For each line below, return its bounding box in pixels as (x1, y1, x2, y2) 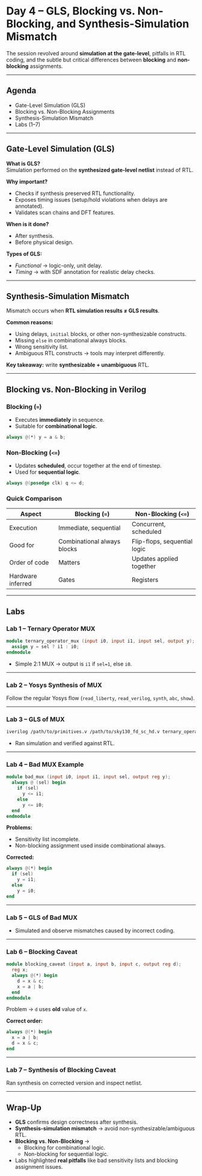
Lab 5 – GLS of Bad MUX (6, 913, 78, 921)
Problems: (6, 824, 33, 831)
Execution (9, 524, 38, 532)
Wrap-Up (6, 1103, 42, 1113)
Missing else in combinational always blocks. (14, 337, 127, 344)
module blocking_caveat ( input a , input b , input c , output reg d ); (6, 961, 182, 967)
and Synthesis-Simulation (56, 17, 189, 31)
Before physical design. (14, 238, 74, 246)
